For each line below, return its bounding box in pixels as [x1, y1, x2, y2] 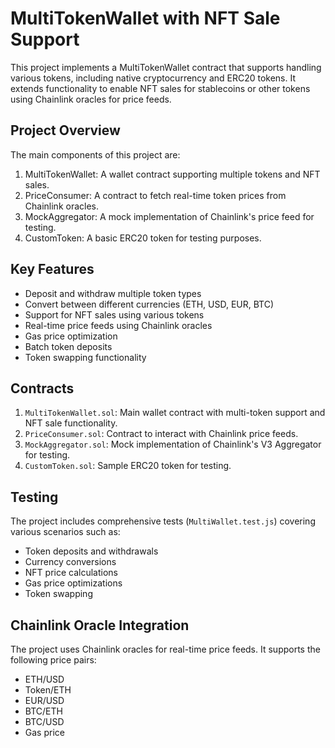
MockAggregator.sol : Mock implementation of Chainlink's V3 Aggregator [24, 438, 322, 451]
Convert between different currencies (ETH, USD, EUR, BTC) [24, 298, 275, 310]
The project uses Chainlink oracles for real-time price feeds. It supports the [10, 643, 321, 655]
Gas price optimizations [24, 577, 123, 589]
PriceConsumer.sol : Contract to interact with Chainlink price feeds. [24, 428, 299, 440]
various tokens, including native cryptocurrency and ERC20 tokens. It [10, 72, 297, 84]
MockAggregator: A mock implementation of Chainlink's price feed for [24, 210, 315, 222]
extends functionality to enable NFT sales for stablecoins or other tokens [10, 82, 311, 94]
